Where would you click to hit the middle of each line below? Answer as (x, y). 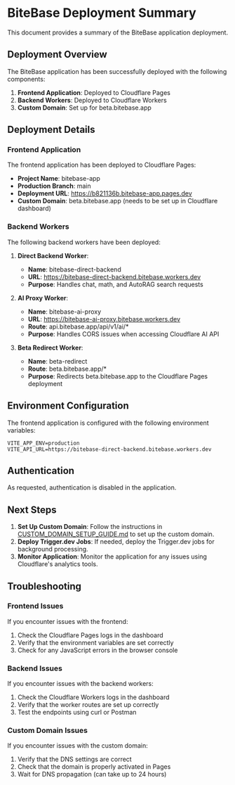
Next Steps (32, 510)
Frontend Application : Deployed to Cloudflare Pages (94, 92)
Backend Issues (35, 668)
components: (26, 79)
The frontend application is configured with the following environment (108, 423)
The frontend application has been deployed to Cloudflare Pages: (102, 165)
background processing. (53, 549)
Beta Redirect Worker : (50, 347)
